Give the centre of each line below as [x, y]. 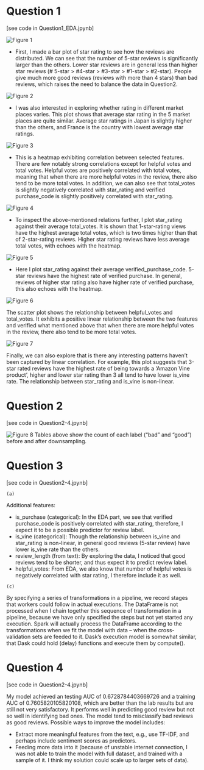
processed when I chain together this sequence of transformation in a [94, 610]
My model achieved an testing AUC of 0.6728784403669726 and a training [101, 696]
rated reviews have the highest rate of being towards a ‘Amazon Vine [104, 368]
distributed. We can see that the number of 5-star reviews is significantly [107, 58]
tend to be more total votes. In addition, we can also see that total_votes [105, 183]
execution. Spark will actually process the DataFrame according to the [94, 624]
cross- [166, 630]
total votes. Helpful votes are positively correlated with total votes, [98, 170]
